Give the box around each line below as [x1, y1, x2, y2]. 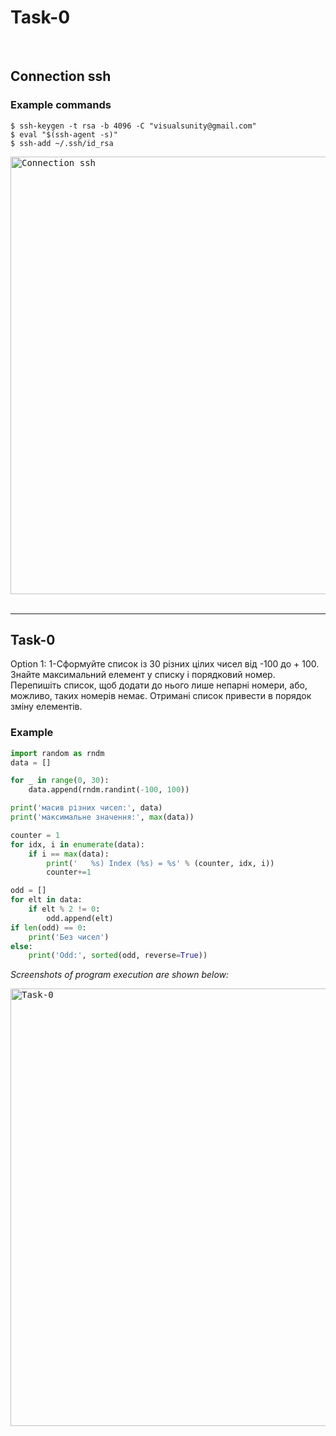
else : [10, 941, 33, 951]
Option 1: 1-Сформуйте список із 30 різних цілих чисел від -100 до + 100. [10, 658, 320, 670]
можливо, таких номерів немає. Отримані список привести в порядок [10, 690, 312, 702]
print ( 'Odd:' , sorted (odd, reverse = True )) [28, 951, 208, 961]
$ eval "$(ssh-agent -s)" [10, 129, 118, 140]
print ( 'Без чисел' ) [28, 932, 110, 942]
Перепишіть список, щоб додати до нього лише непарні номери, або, [10, 679, 308, 691]
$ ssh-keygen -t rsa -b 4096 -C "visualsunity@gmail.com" [10, 121, 257, 131]
